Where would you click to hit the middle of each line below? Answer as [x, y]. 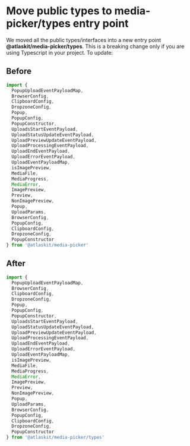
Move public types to [59, 11]
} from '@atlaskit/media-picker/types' [56, 438]
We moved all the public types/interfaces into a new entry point [84, 40]
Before [19, 72]
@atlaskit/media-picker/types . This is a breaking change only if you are [95, 46]
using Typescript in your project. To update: [60, 52]
